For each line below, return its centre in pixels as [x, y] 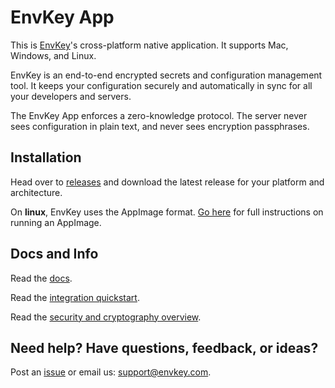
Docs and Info [54, 254]
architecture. [36, 192]
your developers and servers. [71, 96]
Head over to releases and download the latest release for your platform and [167, 182]
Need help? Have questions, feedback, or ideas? [164, 347]
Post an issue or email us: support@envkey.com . [111, 372]
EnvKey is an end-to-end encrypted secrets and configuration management [166, 75]
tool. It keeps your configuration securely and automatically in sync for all [161, 85]
